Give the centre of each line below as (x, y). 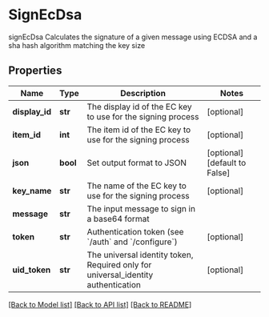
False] (219, 172)
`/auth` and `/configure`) (132, 242)
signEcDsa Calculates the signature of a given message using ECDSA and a (133, 37)
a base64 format (118, 219)
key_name (32, 191)
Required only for (119, 264)
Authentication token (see (135, 231)
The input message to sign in (141, 208)
